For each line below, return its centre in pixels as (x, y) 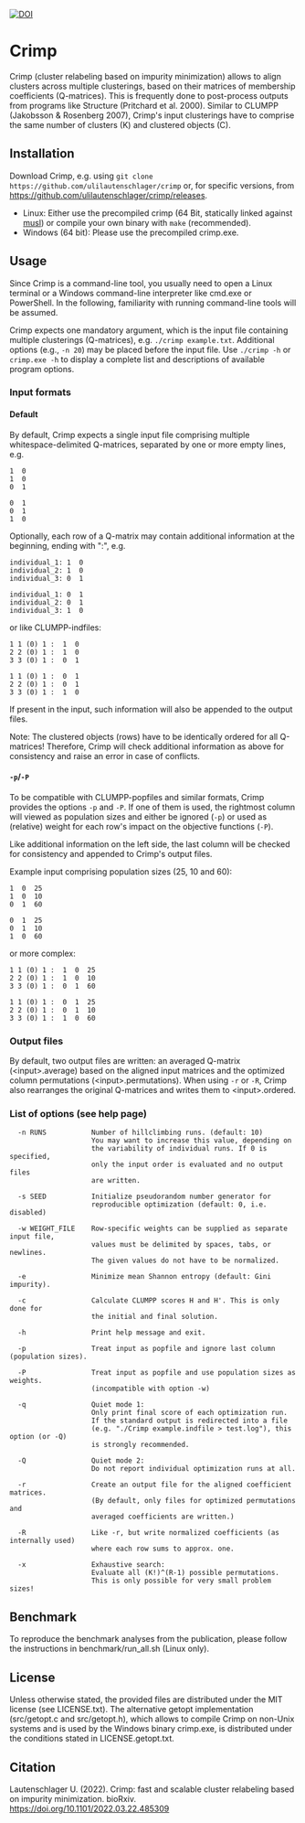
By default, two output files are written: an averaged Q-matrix (125, 1061)
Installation (42, 154)
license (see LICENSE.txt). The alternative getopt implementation (131, 1710)
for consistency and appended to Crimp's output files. (111, 853)
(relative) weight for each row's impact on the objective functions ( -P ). (142, 826)
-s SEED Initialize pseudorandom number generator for (145, 1197)
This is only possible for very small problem (181, 1581)
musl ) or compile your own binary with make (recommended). (137, 222)
